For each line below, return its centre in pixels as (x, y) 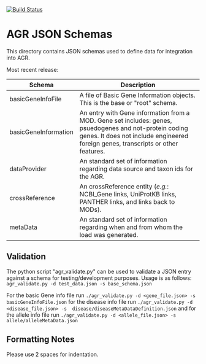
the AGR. (92, 176)
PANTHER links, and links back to (127, 201)
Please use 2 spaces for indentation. (52, 354)
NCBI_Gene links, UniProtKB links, (128, 194)
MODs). (90, 209)
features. (92, 151)
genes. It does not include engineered (134, 136)
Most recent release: (32, 69)
